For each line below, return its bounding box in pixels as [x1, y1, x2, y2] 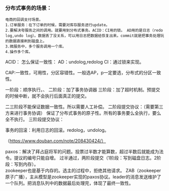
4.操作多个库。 [5, 50, 33, 55]
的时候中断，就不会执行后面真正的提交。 [5, 93, 89, 99]
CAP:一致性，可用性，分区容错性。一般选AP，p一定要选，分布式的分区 [5, 70, 152, 76]
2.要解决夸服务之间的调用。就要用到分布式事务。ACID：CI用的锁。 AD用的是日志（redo [5, 28, 163, 33]
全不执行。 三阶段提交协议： [5, 116, 64, 122]
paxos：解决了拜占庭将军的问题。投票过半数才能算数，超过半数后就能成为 [5, 149, 159, 155]
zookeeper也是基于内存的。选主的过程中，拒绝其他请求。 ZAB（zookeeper [5, 168, 161, 174]
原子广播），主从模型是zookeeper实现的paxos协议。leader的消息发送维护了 [5, 174, 161, 180]
